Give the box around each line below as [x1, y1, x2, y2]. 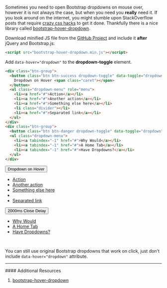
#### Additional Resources [5, 268, 61, 274]
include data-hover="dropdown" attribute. [5, 254, 88, 260]
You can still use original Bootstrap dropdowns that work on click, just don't [5, 248, 160, 254]
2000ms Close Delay [7, 208, 46, 214]
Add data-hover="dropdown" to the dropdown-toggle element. [5, 59, 132, 65]
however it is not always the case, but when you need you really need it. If [5, 9, 158, 15]
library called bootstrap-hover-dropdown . [5, 25, 90, 31]
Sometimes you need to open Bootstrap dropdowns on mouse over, [5, 4, 144, 10]
